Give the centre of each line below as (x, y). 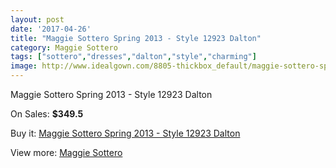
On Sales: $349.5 (47, 114)
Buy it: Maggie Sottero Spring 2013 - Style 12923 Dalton (125, 133)
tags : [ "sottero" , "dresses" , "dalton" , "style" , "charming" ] (133, 57)
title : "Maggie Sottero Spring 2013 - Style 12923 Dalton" (136, 38)
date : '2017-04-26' (51, 29)
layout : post (37, 19)
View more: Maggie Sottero (66, 152)
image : (24, 66)
